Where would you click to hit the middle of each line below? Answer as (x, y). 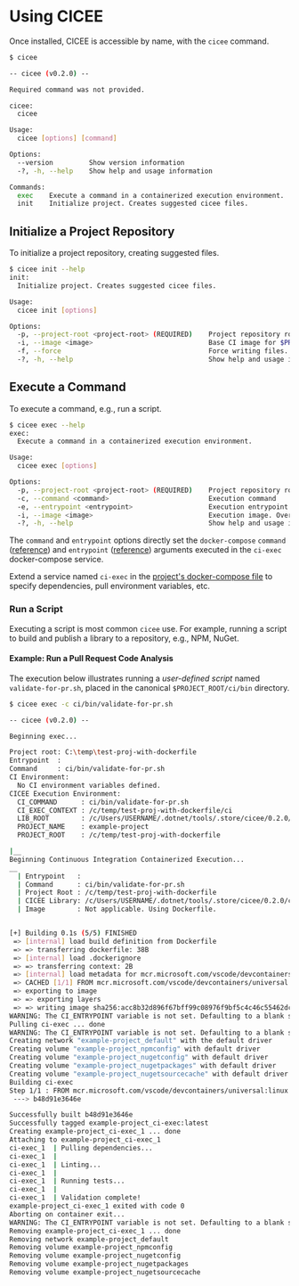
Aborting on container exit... (67, 1214)
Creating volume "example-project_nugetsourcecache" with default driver (149, 1074)
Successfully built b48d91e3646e (71, 1115)
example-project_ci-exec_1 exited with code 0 (97, 1206)
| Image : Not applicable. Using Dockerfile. (117, 909)
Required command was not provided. (77, 90)
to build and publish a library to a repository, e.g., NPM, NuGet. (124, 638)
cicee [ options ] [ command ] (67, 139)
